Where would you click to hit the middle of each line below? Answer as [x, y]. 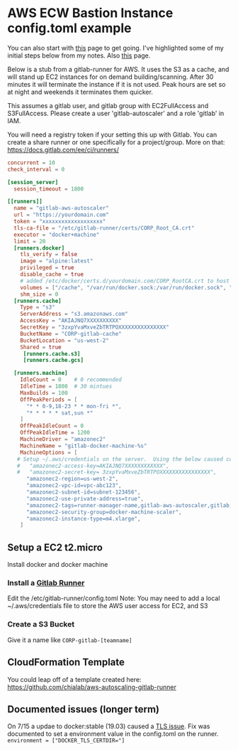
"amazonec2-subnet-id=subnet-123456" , [83, 492]
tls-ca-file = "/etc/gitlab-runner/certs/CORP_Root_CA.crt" [104, 228]
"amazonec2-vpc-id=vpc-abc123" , [74, 486]
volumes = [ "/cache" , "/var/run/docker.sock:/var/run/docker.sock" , [123, 287]
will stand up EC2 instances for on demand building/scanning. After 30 [110, 77]
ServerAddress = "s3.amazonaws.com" [74, 314]
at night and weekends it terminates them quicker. [80, 92]
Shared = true [41, 347]
